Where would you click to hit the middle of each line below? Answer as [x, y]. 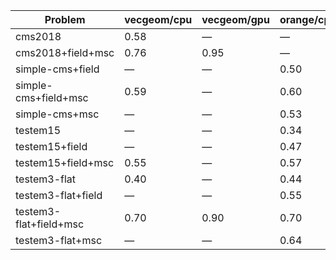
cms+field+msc [52, 97]
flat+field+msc [50, 224]
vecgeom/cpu [158, 19]
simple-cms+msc [57, 114]
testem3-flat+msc [59, 240]
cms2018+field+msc [65, 52]
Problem [65, 19]
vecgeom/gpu [235, 19]
